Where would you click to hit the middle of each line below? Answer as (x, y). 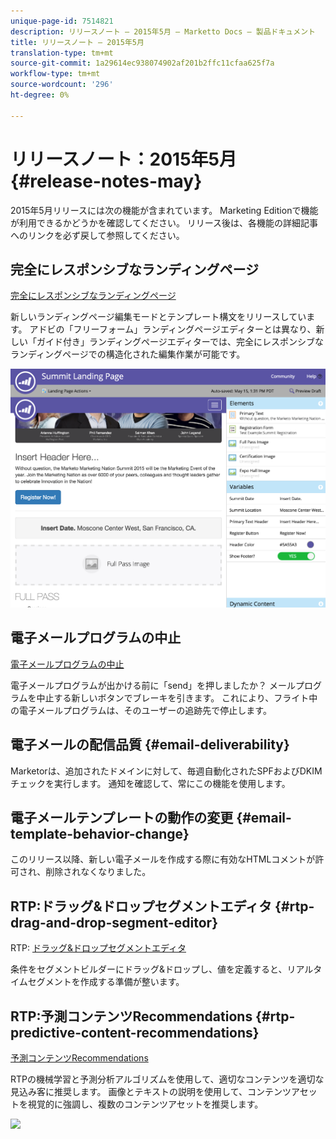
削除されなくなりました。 (98, 872)
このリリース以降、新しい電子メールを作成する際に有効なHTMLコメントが (163, 859)
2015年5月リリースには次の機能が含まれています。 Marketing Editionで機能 (164, 210)
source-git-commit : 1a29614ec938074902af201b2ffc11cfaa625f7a (142, 63)
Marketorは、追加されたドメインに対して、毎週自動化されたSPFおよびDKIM (166, 771)
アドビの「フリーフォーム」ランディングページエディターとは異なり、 (173, 329)
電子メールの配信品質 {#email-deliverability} (150, 745)
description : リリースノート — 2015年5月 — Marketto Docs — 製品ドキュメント (163, 31)
